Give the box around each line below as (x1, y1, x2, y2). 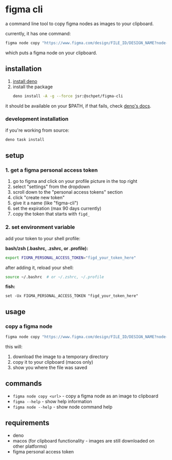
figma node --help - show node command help (12, 404, 113, 410)
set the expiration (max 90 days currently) (12, 205, 101, 212)
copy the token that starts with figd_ (12, 211, 90, 217)
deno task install (5, 137, 45, 142)
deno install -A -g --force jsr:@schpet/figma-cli (12, 93, 123, 98)
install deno (12, 78, 37, 84)
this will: (5, 343, 23, 349)
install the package (12, 83, 53, 90)
